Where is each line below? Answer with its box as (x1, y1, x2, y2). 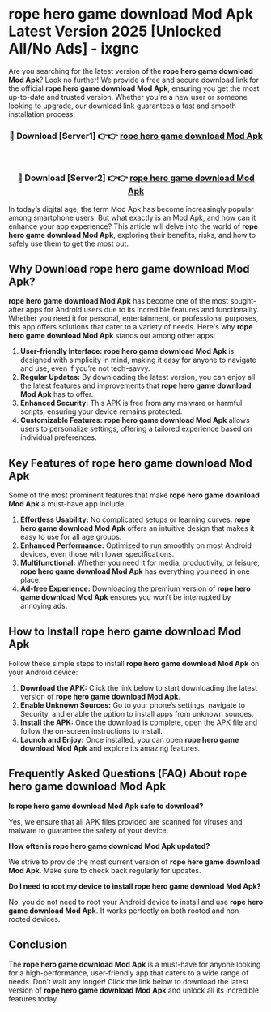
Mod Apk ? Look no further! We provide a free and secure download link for (8, 75, 259, 84)
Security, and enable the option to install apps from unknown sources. (19, 708, 254, 718)
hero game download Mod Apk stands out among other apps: (8, 330, 216, 341)
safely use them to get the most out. (8, 239, 129, 248)
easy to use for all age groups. (19, 532, 122, 542)
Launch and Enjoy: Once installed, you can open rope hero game (19, 734, 239, 744)
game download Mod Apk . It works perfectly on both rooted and (8, 906, 225, 915)
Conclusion (8, 938, 68, 952)
